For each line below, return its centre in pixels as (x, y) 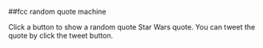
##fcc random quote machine (57, 12)
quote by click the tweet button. (61, 36)
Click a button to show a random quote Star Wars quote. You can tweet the (132, 27)
